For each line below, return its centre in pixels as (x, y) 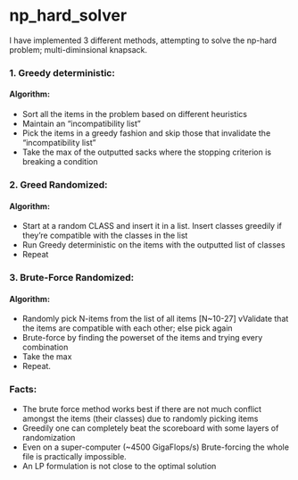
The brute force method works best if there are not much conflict (141, 408)
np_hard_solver (68, 16)
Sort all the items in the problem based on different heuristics (135, 114)
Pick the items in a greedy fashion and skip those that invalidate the (146, 133)
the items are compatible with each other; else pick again (128, 328)
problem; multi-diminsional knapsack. (78, 49)
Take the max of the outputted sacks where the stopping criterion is (147, 152)
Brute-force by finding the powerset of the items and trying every (142, 338)
